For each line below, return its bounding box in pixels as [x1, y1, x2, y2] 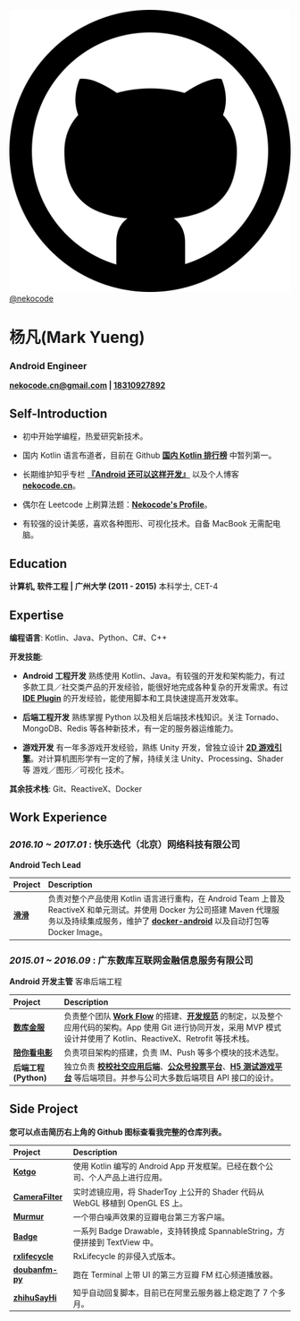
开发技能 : [9, 651, 44, 662]
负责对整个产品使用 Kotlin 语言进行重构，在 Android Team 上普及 [47, 893, 286, 905]
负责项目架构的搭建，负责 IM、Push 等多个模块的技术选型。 [63, 1047, 284, 1058]
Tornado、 [245, 711, 284, 722]
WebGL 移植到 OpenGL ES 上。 [72, 1197, 187, 1208]
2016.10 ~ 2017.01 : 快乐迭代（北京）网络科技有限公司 [9, 838, 241, 851]
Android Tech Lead [9, 859, 82, 870]
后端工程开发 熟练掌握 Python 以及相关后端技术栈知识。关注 [21, 711, 244, 722]
